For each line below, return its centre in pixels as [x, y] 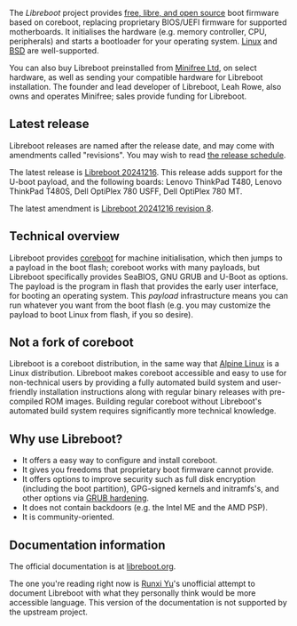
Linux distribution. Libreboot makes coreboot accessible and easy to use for [148, 373]
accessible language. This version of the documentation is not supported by [148, 603]
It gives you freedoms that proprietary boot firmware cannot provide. [148, 469]
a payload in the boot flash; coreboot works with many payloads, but [134, 267]
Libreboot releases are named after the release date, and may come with [142, 145]
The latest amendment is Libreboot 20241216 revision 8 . [112, 208]
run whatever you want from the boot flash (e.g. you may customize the [140, 305]
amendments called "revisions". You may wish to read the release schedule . [148, 155]
